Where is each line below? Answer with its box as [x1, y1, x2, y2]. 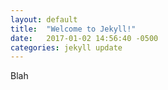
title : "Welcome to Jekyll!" [10, 24, 137, 34]
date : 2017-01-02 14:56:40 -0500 [10, 33, 159, 43]
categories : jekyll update [10, 42, 123, 53]
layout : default [10, 14, 78, 25]
